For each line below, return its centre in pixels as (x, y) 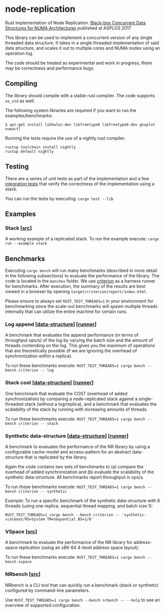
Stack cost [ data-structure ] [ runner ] (49, 383)
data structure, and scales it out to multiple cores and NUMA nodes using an (82, 48)
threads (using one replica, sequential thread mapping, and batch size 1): (79, 506)
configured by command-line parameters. (48, 590)
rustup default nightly (30, 152)
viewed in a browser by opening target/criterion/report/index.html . (76, 292)
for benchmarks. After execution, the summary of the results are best (75, 286)
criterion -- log (36, 370)
